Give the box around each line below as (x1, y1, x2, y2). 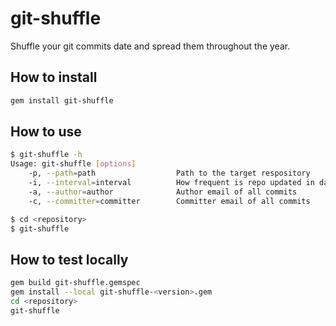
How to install (10, 69, 98, 86)
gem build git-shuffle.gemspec (10, 278, 141, 288)
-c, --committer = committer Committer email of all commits (28, 196, 311, 206)
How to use (10, 123, 82, 141)
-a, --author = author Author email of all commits (28, 187, 298, 197)
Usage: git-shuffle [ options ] (10, 159, 137, 169)
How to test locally (10, 251, 129, 268)
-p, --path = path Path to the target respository (28, 168, 311, 179)
